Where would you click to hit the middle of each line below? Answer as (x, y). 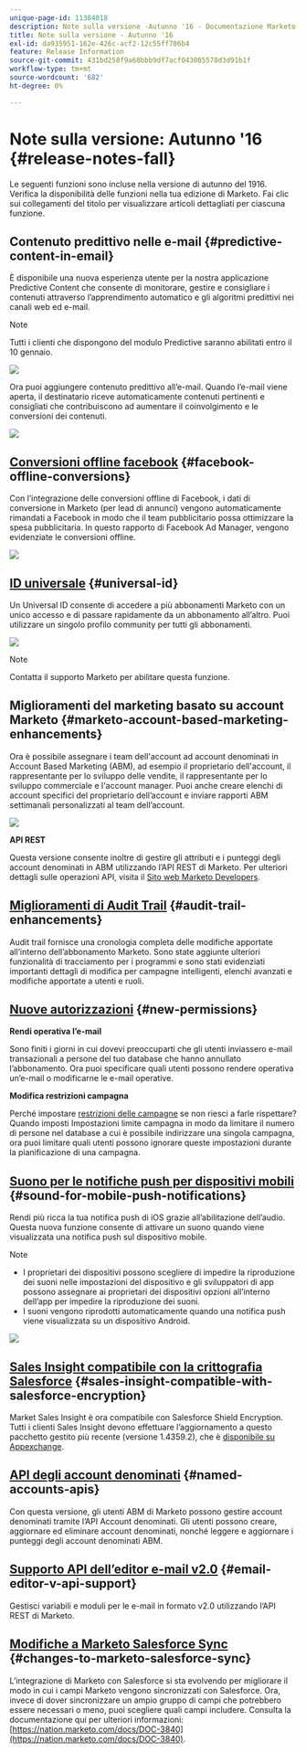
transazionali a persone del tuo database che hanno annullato (126, 1059)
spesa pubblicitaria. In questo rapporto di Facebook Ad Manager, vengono (149, 527)
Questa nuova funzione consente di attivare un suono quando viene (137, 1227)
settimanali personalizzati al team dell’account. (97, 804)
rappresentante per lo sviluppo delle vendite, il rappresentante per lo (138, 776)
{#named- (213, 1476)
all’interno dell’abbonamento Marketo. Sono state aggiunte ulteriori (135, 951)
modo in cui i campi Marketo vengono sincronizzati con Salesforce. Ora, (145, 1690)
